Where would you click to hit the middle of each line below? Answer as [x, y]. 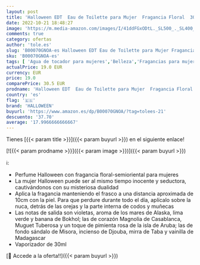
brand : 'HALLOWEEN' [30, 106]
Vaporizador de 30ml [40, 244]
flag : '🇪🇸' [21, 100]
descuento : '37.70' [30, 117]
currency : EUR [24, 73]
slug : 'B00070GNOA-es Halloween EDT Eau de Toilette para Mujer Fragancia [101, 51]
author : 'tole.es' [29, 45]
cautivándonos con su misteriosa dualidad [67, 188]
